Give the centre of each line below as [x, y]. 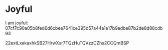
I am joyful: [17, 23]
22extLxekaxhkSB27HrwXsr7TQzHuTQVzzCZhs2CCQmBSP [67, 43]
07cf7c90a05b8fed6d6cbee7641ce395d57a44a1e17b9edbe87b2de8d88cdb [84, 28]
